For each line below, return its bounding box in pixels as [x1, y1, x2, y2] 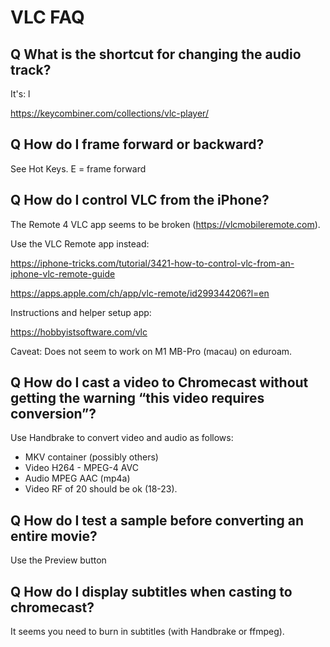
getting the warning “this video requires [10, 390, 265, 407]
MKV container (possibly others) [24, 451, 159, 463]
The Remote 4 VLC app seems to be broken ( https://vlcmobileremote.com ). [10, 218, 321, 230]
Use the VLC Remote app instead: [10, 237, 150, 250]
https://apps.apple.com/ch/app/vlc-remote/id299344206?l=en [10, 287, 270, 299]
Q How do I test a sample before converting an [10, 512, 305, 529]
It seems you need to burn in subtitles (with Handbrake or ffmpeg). [10, 626, 285, 638]
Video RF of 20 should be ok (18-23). [24, 483, 178, 495]
